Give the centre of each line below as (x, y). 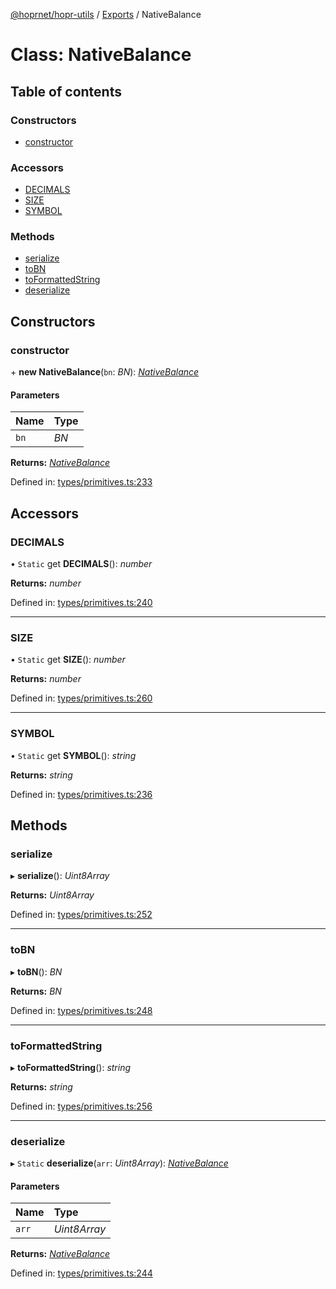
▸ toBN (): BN (36, 971)
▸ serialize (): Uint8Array (60, 876)
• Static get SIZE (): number (68, 660)
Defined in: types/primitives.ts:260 (81, 698)
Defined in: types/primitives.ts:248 (81, 1010)
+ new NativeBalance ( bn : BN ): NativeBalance (105, 372)
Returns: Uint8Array (52, 895)
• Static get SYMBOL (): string (73, 755)
